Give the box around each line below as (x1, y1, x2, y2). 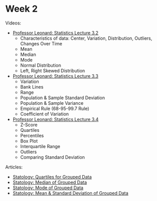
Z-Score (20, 122, 38, 128)
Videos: (5, 20, 21, 26)
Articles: (5, 164, 23, 170)
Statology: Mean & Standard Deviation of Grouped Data (12, 190, 129, 196)
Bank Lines (20, 83, 44, 90)
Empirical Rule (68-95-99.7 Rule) (20, 105, 89, 111)
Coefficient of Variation (20, 110, 69, 117)
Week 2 (5, 3, 38, 15)
